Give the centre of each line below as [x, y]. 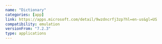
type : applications [26, 33]
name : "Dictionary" [26, 10]
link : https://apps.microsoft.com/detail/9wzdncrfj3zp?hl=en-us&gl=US [81, 19]
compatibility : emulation [32, 24]
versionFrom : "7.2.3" [28, 29]
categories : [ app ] [25, 15]
